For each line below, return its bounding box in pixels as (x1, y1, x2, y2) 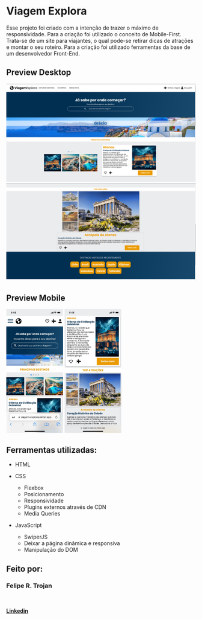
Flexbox (23, 484, 44, 491)
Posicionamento (23, 491, 64, 498)
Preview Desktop (6, 68, 72, 78)
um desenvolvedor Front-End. (6, 50, 80, 57)
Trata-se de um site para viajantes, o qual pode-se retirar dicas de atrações (6, 37, 194, 44)
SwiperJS (23, 533, 48, 541)
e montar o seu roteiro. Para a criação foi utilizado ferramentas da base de (6, 43, 191, 51)
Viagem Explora (6, 4, 87, 18)
